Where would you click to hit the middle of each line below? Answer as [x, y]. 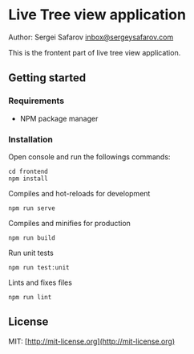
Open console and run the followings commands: [89, 156]
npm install [28, 179]
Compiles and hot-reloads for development [79, 193]
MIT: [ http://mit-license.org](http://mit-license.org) [91, 341]
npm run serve [32, 208]
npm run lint [30, 297]
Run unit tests [31, 253]
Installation [31, 139]
